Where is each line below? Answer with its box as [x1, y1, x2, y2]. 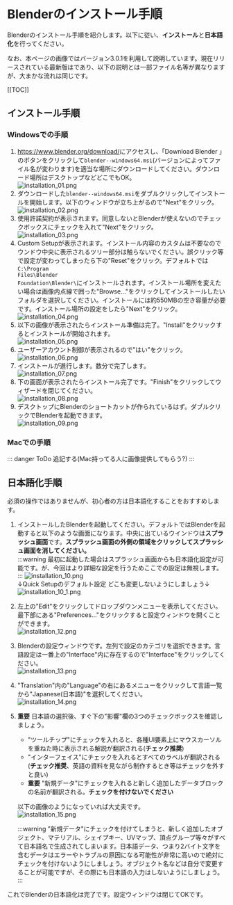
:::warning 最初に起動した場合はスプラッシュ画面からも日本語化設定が [17, 554, 218, 563]
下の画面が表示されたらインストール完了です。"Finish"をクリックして [17, 377, 216, 386]
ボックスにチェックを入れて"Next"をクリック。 [23, 223, 157, 231]
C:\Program [17, 265, 49, 272]
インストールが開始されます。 [29, 329, 114, 337]
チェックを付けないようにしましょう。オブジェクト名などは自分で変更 [17, 859, 218, 867]
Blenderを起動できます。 [35, 411, 106, 419]
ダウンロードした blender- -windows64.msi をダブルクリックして [17, 189, 196, 198]
